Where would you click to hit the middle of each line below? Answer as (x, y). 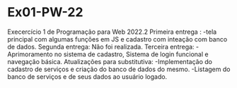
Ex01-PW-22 (45, 12)
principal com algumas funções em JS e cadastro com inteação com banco (117, 39)
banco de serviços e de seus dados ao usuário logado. (87, 76)
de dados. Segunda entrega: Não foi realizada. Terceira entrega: (101, 46)
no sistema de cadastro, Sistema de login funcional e (131, 54)
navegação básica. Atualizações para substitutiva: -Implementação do (110, 61)
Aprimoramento (30, 54)
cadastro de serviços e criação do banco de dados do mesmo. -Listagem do (119, 69)
